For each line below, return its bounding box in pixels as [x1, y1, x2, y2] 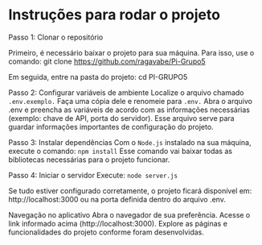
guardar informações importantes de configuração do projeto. [8, 122, 215, 131]
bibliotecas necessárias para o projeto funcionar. [8, 155, 170, 164]
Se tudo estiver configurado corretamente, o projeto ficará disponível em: [8, 185, 252, 195]
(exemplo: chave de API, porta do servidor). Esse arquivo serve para [8, 113, 235, 122]
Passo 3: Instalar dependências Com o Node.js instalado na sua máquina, [8, 137, 252, 147]
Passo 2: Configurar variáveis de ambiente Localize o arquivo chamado [8, 87, 244, 98]
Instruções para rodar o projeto [8, 6, 221, 24]
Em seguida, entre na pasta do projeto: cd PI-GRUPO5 [8, 72, 188, 81]
